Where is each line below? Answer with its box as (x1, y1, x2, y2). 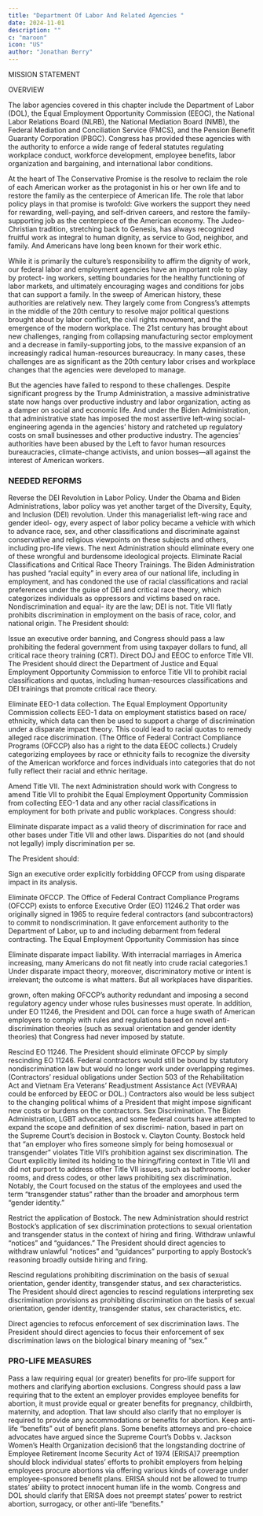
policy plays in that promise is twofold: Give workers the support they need (8, 199, 250, 209)
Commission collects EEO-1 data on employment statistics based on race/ (8, 708, 247, 717)
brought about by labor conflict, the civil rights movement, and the (8, 315, 222, 324)
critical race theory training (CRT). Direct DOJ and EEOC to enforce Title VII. (8, 651, 254, 660)
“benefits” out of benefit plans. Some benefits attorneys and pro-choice (19, 1423, 253, 1433)
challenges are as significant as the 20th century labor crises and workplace (8, 357, 256, 366)
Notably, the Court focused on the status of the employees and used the (8, 1181, 242, 1191)
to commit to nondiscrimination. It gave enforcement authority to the (8, 918, 229, 928)
